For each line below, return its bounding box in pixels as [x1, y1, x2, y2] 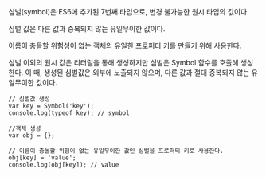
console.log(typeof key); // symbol [8, 109, 130, 117]
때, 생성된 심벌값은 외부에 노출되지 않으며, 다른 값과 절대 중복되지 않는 [33, 68, 250, 77]
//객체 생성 [8, 124, 41, 132]
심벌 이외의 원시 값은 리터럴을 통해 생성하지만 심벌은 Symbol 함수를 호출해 [8, 58, 239, 67]
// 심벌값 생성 [8, 95, 50, 103]
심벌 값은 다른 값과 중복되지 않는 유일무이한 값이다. [8, 24, 166, 33]
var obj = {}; [8, 132, 56, 140]
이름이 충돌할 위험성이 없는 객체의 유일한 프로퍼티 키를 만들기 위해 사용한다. [8, 41, 242, 50]
